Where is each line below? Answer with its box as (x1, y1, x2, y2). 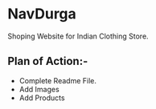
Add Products (18, 93, 65, 103)
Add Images (18, 84, 60, 94)
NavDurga (7, 5, 77, 23)
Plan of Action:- (7, 54, 88, 68)
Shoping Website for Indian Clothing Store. (7, 31, 150, 41)
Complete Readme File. (18, 75, 97, 85)
